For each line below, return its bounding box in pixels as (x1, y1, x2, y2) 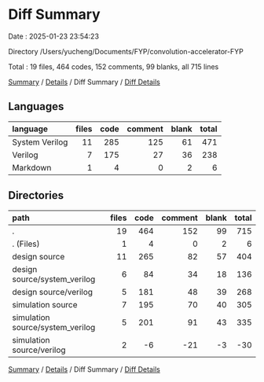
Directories (8, 189, 64, 202)
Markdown (12, 162, 52, 173)
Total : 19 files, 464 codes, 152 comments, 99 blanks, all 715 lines (8, 61, 219, 72)
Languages (8, 100, 64, 113)
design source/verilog (12, 286, 93, 297)
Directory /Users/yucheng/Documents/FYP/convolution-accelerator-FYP (8, 46, 244, 56)
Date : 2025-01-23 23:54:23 (8, 31, 100, 41)
